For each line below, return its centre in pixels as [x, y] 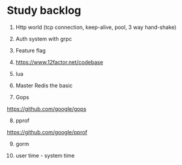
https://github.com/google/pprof [47, 132]
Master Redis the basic [44, 86]
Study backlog [44, 11]
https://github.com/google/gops [47, 108]
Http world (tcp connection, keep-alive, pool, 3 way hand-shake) [96, 27]
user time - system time [45, 155]
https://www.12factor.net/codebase [59, 62]
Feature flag [30, 50]
